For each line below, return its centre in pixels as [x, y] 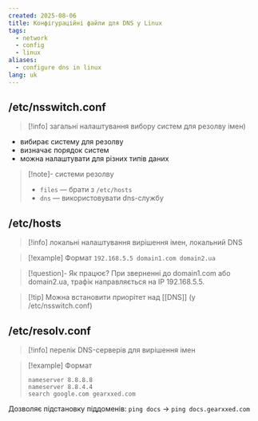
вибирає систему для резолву [71, 142]
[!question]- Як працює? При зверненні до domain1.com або [129, 273]
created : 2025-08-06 [43, 16]
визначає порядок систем [64, 150]
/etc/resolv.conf [50, 331]
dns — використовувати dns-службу [101, 198]
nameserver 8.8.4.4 [60, 388]
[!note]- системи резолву [71, 174]
